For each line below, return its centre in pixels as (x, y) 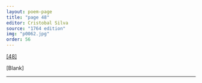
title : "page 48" (28, 17)
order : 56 (19, 39)
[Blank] (15, 68)
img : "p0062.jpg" (28, 34)
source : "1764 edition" (36, 28)
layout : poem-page (29, 12)
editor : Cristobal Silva (37, 23)
